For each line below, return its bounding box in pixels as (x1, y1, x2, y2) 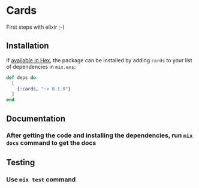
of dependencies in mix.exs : (6, 63, 76, 70)
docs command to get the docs (6, 139, 97, 147)
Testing (6, 157, 35, 168)
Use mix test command (6, 175, 76, 183)
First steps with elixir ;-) (6, 23, 65, 31)
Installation (6, 41, 49, 51)
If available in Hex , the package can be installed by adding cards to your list (6, 56, 193, 63)
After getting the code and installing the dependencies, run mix (6, 131, 193, 140)
